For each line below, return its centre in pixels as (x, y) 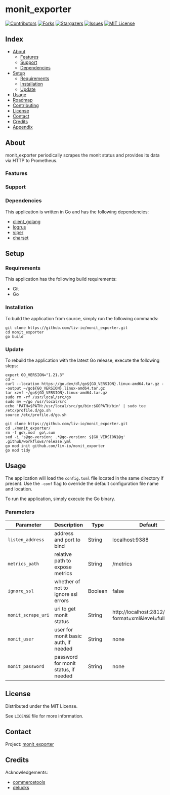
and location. (19, 489)
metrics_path (24, 564)
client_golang (27, 221)
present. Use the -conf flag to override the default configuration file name (82, 483)
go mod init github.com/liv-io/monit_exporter (55, 446)
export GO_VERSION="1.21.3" (35, 375)
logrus (19, 227)
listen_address (26, 540)
